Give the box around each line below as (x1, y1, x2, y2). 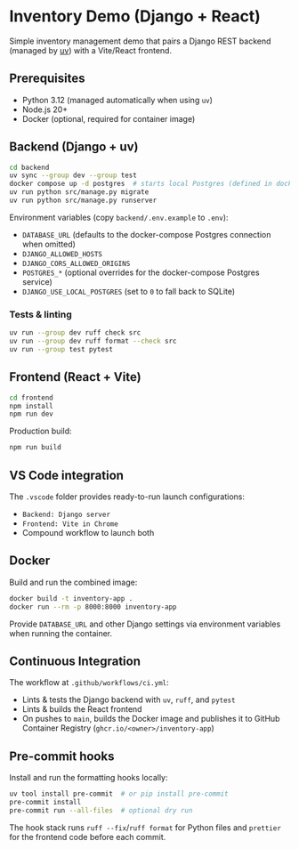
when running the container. (9, 627, 113, 638)
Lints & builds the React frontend (21, 704, 142, 715)
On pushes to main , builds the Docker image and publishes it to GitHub (21, 714, 280, 724)
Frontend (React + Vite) (9, 369, 141, 384)
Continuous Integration (9, 653, 141, 668)
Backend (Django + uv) (9, 140, 139, 155)
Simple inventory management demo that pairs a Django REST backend (9, 36, 271, 46)
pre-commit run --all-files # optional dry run (9, 805, 193, 815)
